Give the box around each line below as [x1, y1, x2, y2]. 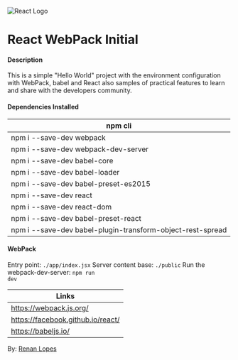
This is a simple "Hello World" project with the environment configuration [7, 71, 222, 80]
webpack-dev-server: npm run [7, 268, 95, 276]
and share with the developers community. [7, 86, 133, 95]
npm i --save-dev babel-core [11, 156, 114, 165]
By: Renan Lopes [7, 344, 57, 353]
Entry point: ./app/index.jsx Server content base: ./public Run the [7, 260, 205, 269]
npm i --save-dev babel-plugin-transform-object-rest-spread [11, 224, 227, 234]
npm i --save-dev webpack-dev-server [11, 144, 149, 154]
